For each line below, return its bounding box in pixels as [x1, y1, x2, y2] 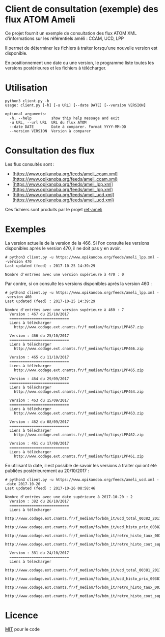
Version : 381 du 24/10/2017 [9, 550, 69, 555]
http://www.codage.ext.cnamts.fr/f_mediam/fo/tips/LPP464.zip [14, 389, 144, 394]
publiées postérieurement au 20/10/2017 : [5, 468, 89, 474]
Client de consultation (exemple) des [5, 3, 159, 15]
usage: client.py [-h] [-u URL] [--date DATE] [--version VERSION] [5, 102, 146, 108]
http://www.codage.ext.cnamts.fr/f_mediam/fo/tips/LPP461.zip [14, 454, 144, 459]
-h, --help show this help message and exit [9, 116, 120, 121]
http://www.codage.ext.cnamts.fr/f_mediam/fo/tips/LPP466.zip [14, 346, 144, 351]
